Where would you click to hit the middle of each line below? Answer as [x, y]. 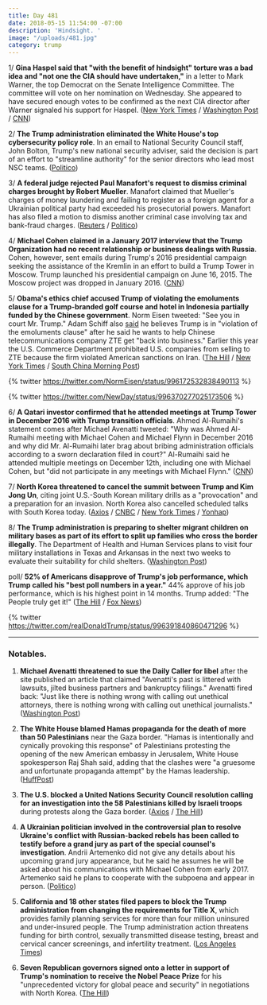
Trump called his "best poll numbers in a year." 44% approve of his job [127, 585]
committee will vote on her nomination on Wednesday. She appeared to [125, 93]
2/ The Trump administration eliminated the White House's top [114, 134]
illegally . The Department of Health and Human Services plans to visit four [130, 545]
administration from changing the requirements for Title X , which [129, 910]
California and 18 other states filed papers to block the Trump [123, 902]
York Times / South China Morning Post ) [74, 366]
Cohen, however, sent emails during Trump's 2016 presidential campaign [128, 258]
